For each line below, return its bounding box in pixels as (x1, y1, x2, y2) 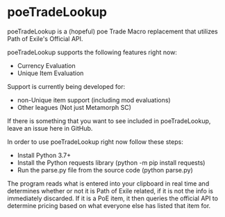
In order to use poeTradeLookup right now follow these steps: (7, 137, 184, 146)
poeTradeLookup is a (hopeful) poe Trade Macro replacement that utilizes (7, 27, 218, 35)
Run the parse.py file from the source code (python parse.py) (17, 166, 193, 174)
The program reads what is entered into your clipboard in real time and (7, 179, 210, 188)
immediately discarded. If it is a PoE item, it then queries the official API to (7, 194, 219, 202)
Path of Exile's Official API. (7, 34, 83, 42)
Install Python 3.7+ (17, 151, 72, 159)
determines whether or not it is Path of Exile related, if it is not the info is (7, 186, 214, 195)
